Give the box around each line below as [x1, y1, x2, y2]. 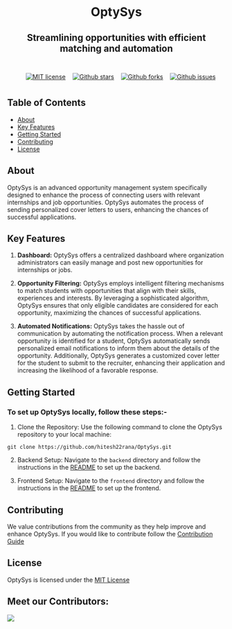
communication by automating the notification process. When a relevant [17, 330, 224, 338]
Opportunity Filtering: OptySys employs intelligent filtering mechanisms [17, 279, 224, 287]
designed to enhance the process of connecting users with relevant [7, 191, 201, 199]
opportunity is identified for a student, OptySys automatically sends [17, 337, 211, 345]
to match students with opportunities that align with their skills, [17, 287, 197, 295]
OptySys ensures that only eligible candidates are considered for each [17, 301, 219, 310]
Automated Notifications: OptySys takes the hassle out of [17, 322, 185, 330]
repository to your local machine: [17, 430, 112, 438]
